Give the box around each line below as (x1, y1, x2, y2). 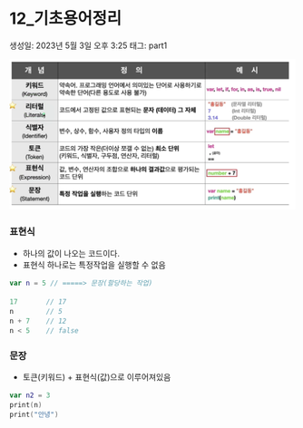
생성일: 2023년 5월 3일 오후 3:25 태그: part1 (9, 40, 168, 51)
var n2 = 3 (9, 391, 51, 400)
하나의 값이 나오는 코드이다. (22, 248, 121, 258)
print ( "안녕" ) (9, 410, 59, 419)
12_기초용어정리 (9, 8, 122, 29)
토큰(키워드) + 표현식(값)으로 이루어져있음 (22, 372, 171, 383)
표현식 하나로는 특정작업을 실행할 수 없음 (22, 259, 166, 270)
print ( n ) (9, 400, 43, 409)
